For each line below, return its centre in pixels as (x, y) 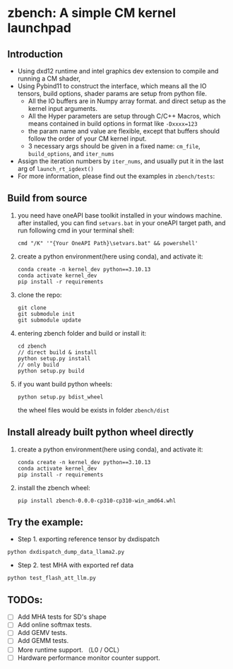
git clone (32, 308)
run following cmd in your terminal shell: (76, 230)
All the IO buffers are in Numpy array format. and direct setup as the (127, 101)
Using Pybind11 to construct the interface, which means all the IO (112, 86)
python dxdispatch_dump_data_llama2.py (66, 552)
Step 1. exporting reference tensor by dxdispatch (89, 539)
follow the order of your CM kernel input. (87, 138)
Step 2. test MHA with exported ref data (76, 565)
